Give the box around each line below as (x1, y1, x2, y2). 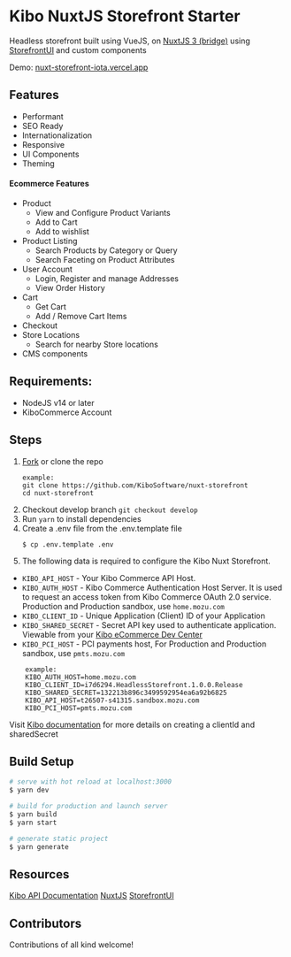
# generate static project (9, 834, 109, 843)
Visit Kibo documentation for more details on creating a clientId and (9, 719, 255, 730)
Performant (21, 111, 64, 121)
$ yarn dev (9, 785, 50, 795)
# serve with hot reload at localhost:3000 (9, 777, 172, 786)
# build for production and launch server (9, 802, 168, 811)
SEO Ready (21, 120, 64, 131)
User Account (21, 264, 73, 274)
